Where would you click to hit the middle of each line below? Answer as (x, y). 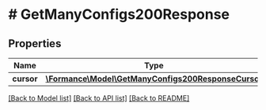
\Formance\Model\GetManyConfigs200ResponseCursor (154, 79)
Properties (35, 44)
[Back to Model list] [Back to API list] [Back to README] (99, 98)
